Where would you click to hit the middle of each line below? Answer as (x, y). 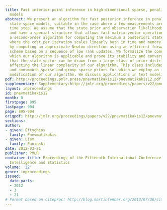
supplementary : (21, 84)
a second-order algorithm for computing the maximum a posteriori (80, 38)
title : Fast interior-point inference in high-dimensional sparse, (77, 10)
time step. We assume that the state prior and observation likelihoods (86, 28)
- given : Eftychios (25, 130)
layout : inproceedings (29, 88)
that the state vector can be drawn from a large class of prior (79, 61)
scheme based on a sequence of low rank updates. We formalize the (81, 51)
